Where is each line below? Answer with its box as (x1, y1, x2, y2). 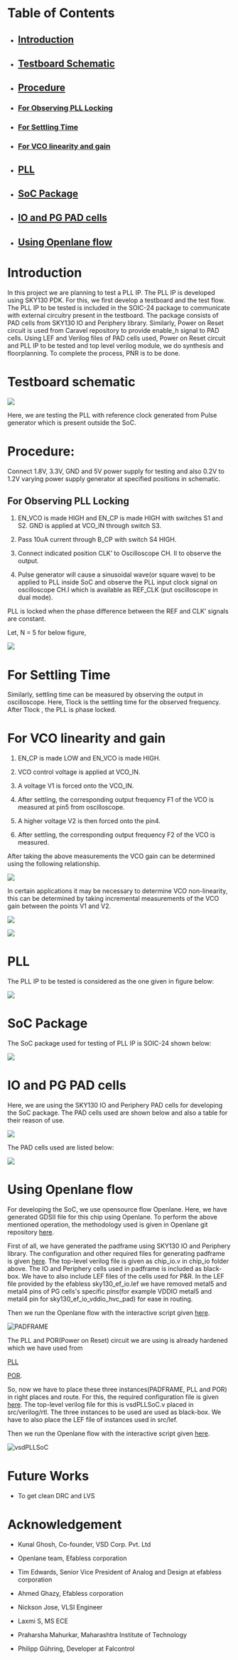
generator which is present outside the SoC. (7, 418, 136, 427)
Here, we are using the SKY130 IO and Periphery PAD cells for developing (7, 1101, 223, 1109)
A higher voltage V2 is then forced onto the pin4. (17, 817, 161, 825)
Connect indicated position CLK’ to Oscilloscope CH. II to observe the (17, 549, 222, 557)
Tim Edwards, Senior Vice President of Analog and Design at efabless (17, 1567, 222, 1576)
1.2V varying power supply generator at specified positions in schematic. (7, 474, 221, 483)
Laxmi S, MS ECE (17, 1617, 69, 1625)
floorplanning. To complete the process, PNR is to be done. (7, 349, 180, 357)
